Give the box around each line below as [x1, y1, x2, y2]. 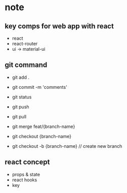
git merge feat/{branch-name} [12, 123, 75, 130]
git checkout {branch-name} [12, 133, 72, 139]
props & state [12, 171, 40, 177]
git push [12, 104, 29, 110]
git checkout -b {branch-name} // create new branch [12, 143, 122, 149]
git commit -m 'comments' [12, 84, 68, 90]
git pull [12, 113, 26, 119]
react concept [5, 158, 50, 167]
